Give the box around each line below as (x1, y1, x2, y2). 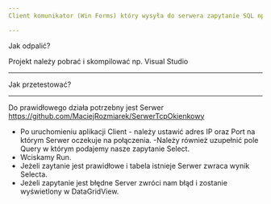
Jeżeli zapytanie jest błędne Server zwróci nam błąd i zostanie (19, 177, 228, 187)
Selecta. (19, 169, 48, 179)
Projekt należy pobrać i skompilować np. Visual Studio (8, 56, 189, 66)
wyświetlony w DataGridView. (19, 186, 119, 196)
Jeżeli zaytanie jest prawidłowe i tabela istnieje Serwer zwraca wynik (19, 161, 250, 170)
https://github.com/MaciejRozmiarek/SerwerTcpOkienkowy (8, 111, 205, 120)
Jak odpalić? (8, 41, 51, 51)
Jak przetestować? (8, 80, 72, 89)
